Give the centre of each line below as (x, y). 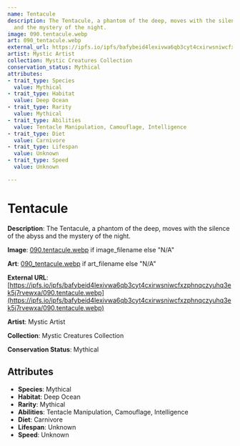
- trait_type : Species (41, 80)
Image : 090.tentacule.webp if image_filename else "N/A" (91, 249)
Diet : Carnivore (40, 420)
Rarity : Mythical (41, 404)
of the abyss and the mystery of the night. (69, 236)
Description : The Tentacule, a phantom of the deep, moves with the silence (119, 228)
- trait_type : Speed (38, 160)
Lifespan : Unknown (47, 427)
